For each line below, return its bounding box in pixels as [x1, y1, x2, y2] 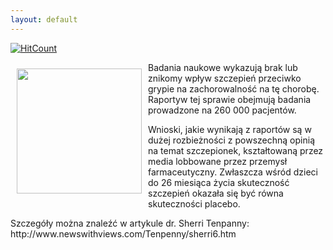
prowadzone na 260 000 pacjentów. [148, 104, 297, 116]
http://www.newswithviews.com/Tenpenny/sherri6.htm [10, 227, 237, 240]
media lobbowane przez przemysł [148, 155, 288, 167]
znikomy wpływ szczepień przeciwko [148, 72, 302, 84]
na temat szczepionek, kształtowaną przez [148, 144, 324, 156]
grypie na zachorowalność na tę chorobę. [148, 82, 320, 95]
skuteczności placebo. [148, 197, 241, 210]
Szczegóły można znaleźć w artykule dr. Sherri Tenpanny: [10, 217, 250, 229]
